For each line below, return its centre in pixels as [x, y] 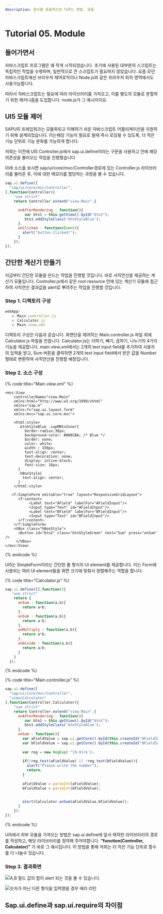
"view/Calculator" [28, 698]
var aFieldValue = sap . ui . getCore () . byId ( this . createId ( [81, 739]
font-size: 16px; [42, 465]
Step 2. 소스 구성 [24, 373]
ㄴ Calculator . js [28, 320]
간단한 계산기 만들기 [33, 263]
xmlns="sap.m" [28, 405]
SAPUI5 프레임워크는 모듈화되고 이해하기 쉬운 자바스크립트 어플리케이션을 [75, 129]
